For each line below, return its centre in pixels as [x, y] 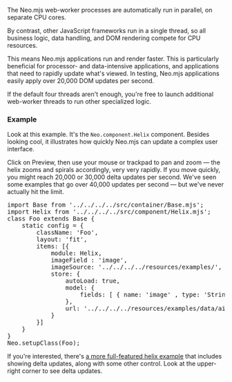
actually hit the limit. [36, 192]
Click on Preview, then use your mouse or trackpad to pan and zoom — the [114, 162]
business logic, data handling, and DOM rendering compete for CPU [104, 38]
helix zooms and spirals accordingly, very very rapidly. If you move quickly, [114, 170]
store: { [66, 274]
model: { [80, 288]
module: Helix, [76, 254]
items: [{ [53, 247]
